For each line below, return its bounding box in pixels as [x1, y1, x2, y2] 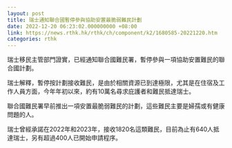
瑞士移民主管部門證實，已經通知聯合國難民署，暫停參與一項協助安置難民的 [7, 56, 219, 64]
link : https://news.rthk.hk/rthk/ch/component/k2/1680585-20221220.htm [7, 29, 217, 36]
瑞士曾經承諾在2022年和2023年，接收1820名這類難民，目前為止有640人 [7, 125, 214, 134]
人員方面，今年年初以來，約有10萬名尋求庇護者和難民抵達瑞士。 [12, 87, 195, 96]
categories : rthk [7, 36, 57, 43]
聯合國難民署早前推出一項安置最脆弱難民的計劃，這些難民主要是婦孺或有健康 [7, 102, 225, 110]
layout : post [7, 10, 45, 17]
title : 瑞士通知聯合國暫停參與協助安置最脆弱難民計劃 [7, 17, 142, 23]
